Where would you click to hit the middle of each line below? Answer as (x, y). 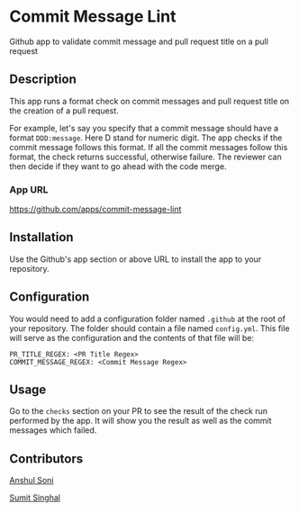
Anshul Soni (32, 481)
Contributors (46, 458)
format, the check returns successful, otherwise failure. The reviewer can (145, 157)
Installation (41, 237)
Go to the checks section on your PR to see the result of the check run (139, 411)
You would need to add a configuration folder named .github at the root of (148, 319)
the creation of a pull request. (64, 111)
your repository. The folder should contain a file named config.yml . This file (149, 328)
